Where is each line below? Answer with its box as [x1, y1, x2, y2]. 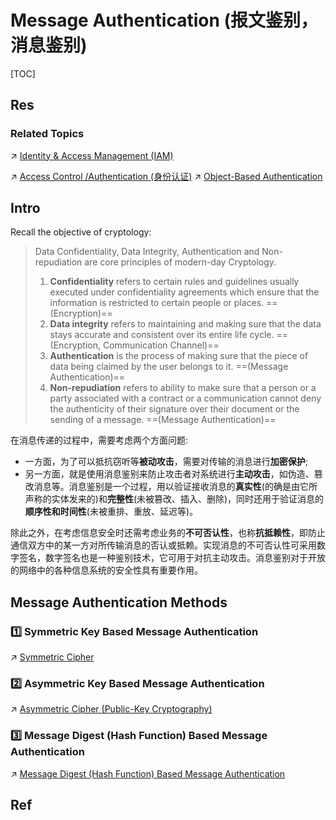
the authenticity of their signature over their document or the [49, 403, 300, 415]
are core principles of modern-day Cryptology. [84, 256, 277, 268]
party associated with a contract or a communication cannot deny [49, 392, 322, 405]
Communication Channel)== [102, 339, 220, 351]
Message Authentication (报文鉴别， [10, 9, 319, 32]
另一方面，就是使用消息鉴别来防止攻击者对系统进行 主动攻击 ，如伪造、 [24, 468, 315, 480]
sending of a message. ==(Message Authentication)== [49, 414, 277, 426]
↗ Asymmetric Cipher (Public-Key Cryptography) [10, 703, 213, 715]
